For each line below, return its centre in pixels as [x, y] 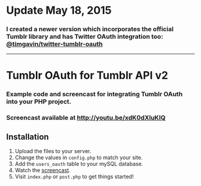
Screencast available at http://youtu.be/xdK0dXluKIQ [86, 117]
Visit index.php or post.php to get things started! [74, 176]
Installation [28, 137]
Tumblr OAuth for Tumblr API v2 [87, 75]
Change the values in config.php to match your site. [79, 158]
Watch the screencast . [42, 170]
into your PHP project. [39, 101]
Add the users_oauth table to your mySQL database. [79, 164]
